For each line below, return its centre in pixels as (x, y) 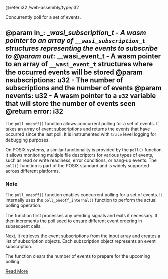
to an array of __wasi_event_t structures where (79, 64)
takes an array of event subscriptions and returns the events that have (78, 129)
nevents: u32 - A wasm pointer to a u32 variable (81, 96)
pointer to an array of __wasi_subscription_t (75, 41)
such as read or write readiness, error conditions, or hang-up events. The (81, 160)
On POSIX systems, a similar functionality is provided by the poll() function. (84, 149)
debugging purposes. (28, 139)
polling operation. (23, 205)
